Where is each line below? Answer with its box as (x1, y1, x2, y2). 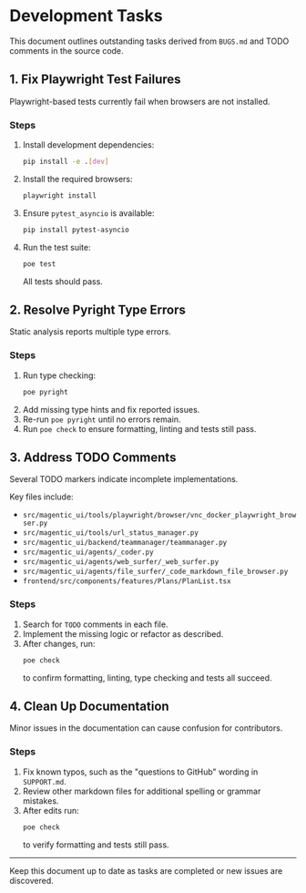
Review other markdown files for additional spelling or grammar (22, 785, 261, 796)
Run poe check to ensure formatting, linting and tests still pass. (22, 423, 257, 434)
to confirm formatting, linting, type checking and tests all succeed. (22, 672, 272, 683)
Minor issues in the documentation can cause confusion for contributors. (9, 723, 283, 734)
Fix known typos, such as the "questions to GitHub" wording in (22, 766, 259, 777)
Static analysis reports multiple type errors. (9, 326, 171, 337)
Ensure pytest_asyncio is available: (22, 207, 155, 219)
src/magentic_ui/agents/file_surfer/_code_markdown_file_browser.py (22, 567, 289, 577)
